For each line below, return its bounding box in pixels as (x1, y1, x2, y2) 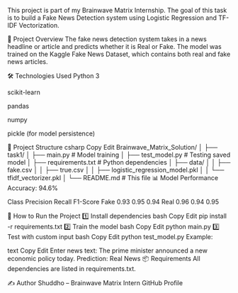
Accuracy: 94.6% (7, 184, 58, 192)
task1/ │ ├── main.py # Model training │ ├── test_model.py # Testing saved (7, 150, 231, 159)
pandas (7, 102, 30, 110)
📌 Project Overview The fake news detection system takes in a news (7, 35, 207, 43)
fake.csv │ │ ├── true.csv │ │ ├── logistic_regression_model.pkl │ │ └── (7, 166, 225, 174)
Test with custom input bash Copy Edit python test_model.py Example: (7, 233, 213, 241)
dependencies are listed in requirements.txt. (7, 265, 136, 272)
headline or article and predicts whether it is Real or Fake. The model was (7, 43, 222, 50)
